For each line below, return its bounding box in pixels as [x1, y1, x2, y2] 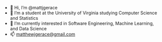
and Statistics [10, 15, 39, 21]
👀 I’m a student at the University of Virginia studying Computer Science [10, 10, 157, 16]
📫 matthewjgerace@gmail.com [10, 31, 75, 37]
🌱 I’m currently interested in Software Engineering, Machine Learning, [10, 20, 154, 26]
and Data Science [10, 26, 47, 32]
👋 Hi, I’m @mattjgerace [10, 5, 58, 10]
